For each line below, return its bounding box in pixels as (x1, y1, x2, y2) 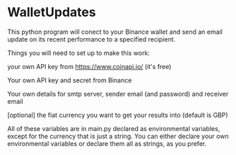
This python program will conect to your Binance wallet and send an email (7, 27, 223, 36)
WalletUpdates (7, 4, 97, 20)
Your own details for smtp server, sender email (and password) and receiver (7, 89, 229, 98)
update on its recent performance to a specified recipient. (7, 35, 176, 43)
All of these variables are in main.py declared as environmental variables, (7, 124, 220, 132)
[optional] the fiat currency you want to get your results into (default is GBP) (7, 111, 228, 119)
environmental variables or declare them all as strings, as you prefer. (7, 139, 207, 148)
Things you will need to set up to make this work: (7, 49, 151, 57)
